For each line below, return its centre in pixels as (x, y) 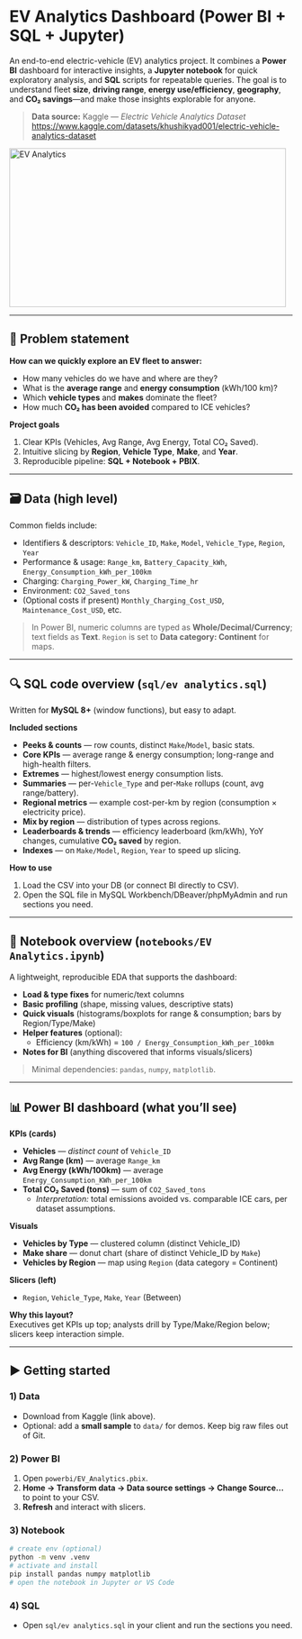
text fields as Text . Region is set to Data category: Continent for (150, 636)
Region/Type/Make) (59, 1024)
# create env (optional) (56, 1549)
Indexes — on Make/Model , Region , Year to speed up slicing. (131, 851)
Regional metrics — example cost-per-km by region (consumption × (149, 803)
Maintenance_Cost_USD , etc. (72, 609)
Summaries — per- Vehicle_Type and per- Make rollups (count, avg (143, 783)
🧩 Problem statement (70, 339)
